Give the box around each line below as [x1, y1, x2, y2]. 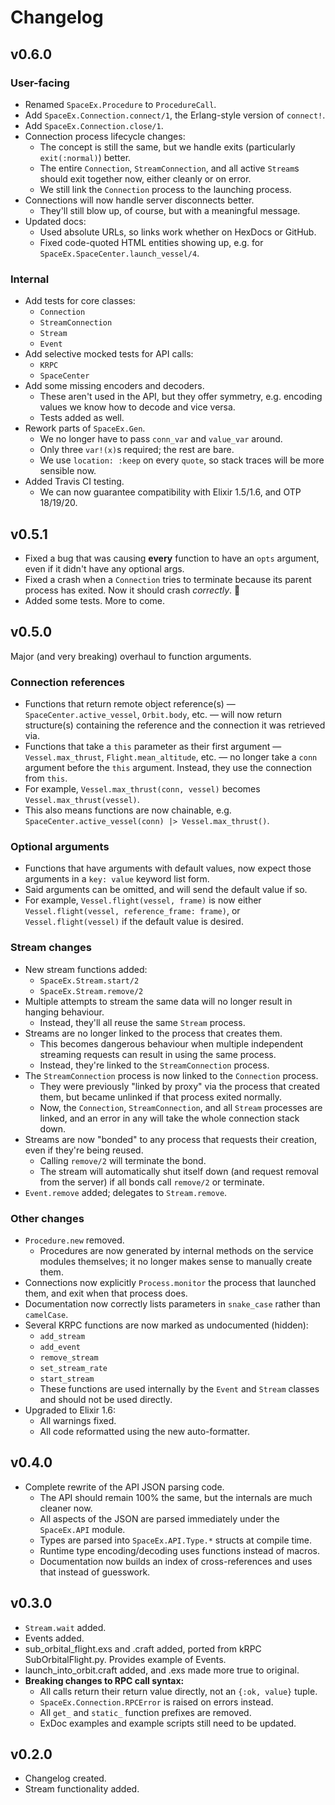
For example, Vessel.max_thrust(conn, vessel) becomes [24, 783, 261, 795]
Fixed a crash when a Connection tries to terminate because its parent [24, 573, 312, 585]
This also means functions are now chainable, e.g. [24, 804, 232, 816]
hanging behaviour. [24, 1006, 105, 1018]
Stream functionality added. [24, 1783, 140, 1795]
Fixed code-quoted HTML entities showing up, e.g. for [39, 236, 264, 248]
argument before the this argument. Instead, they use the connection [24, 762, 312, 774]
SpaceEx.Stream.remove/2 [39, 986, 144, 996]
